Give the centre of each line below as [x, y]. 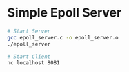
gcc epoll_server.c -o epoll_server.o [63, 37]
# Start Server [29, 31]
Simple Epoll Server [64, 13]
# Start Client [29, 57]
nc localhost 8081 [33, 63]
